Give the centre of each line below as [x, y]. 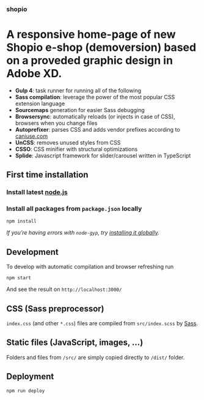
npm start [19, 278]
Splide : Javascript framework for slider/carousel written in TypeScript [103, 156]
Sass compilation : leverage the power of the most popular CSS [95, 97]
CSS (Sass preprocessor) [56, 308]
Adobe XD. [34, 74]
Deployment [30, 376]
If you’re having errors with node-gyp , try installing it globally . [83, 233]
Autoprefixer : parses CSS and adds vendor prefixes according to [97, 129]
